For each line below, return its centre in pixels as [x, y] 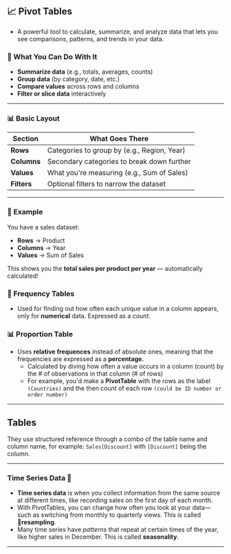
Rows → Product [41, 240]
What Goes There [119, 138]
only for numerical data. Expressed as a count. [84, 316]
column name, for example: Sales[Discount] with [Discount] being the [107, 447]
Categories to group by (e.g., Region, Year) [116, 150]
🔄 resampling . [36, 522]
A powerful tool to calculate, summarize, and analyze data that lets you [118, 31]
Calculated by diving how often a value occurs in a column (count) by [125, 367]
